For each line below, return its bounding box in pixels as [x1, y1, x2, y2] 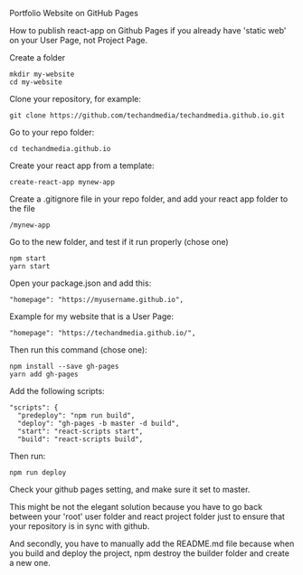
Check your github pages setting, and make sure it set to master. [9, 484, 251, 495]
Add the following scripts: [9, 386, 106, 396]
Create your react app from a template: [9, 160, 156, 171]
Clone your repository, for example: [9, 94, 142, 104]
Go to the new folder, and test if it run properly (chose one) [9, 237, 229, 247]
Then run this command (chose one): [9, 344, 147, 355]
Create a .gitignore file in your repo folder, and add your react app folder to [9, 193, 289, 204]
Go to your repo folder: [9, 127, 95, 137]
